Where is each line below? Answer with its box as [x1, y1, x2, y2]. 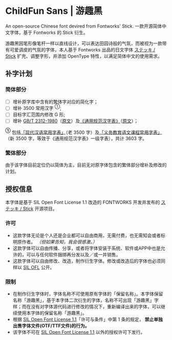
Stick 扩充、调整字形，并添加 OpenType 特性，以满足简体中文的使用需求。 [5, 53, 162, 59]
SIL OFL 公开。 [23, 264, 55, 270]
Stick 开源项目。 [23, 206, 57, 212]
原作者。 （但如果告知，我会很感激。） [17, 238, 97, 245]
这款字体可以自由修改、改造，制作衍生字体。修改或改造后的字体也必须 [12, 258, 161, 264]
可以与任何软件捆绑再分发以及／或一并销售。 [26, 251, 121, 257]
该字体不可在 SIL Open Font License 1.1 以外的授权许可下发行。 [12, 329, 145, 335]
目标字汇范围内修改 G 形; [12, 111, 66, 118]
